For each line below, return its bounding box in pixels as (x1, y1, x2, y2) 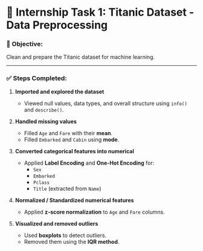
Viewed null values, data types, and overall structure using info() (24, 100, 187, 107)
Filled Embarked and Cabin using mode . (24, 136, 120, 143)
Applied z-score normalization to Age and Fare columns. (24, 208, 165, 215)
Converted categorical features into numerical (14, 147, 134, 154)
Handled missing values (14, 118, 77, 125)
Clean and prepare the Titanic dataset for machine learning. (6, 54, 155, 61)
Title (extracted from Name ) (33, 185, 101, 192)
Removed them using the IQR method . (24, 238, 120, 245)
